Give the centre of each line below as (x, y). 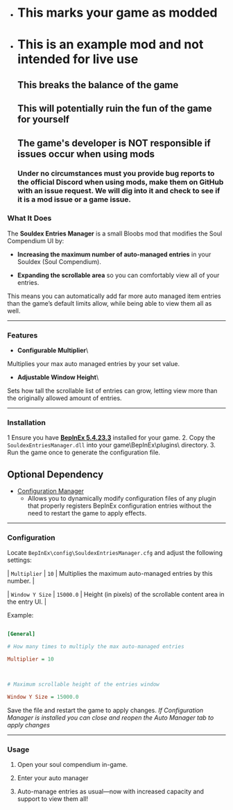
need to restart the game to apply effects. (87, 513)
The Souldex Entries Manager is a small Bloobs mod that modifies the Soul (115, 233)
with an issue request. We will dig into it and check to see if (119, 191)
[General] (21, 634)
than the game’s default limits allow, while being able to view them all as (110, 303)
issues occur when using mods (86, 154)
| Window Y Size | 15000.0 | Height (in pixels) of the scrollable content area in (116, 595)
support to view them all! (53, 799)
